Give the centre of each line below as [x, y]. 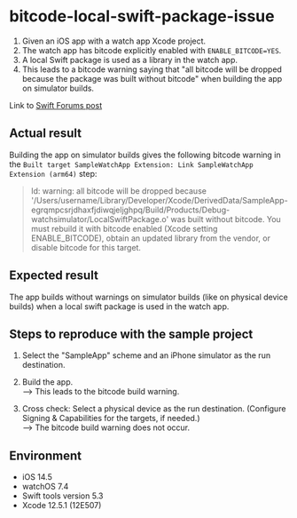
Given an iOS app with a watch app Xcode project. [114, 41]
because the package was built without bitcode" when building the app [152, 78]
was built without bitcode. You [226, 219]
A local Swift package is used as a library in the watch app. [129, 60]
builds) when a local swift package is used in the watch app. [119, 306]
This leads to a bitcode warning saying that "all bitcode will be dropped [152, 69]
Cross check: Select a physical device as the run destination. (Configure [154, 409]
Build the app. [47, 382]
